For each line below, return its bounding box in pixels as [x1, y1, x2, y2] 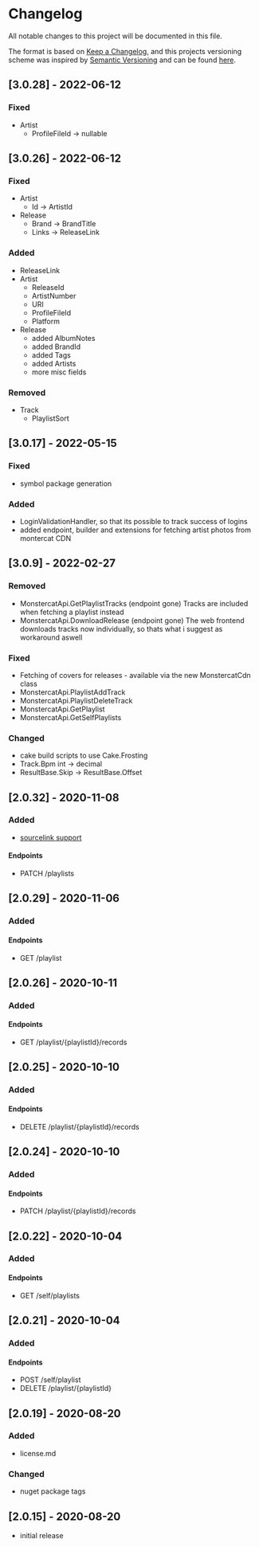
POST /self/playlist [19, 1375, 81, 1384]
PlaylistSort [31, 413, 69, 423]
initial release [19, 1530, 64, 1540]
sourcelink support [19, 832, 82, 842]
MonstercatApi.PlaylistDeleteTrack [19, 695, 133, 705]
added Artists [31, 358, 77, 368]
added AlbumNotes [31, 333, 96, 343]
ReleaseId [31, 282, 65, 292]
